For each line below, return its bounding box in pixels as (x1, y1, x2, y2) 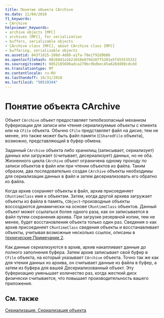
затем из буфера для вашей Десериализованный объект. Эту (5, 265, 134, 271)
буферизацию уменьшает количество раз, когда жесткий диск (5, 270, 137, 276)
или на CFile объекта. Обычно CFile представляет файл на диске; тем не (5, 127, 158, 133)
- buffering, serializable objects (5, 48, 78, 53)
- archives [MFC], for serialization (5, 35, 82, 40)
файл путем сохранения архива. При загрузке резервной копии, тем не (5, 213, 155, 220)
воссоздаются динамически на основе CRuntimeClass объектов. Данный (5, 203, 157, 209)
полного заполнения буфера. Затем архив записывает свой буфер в (5, 249, 148, 255)
